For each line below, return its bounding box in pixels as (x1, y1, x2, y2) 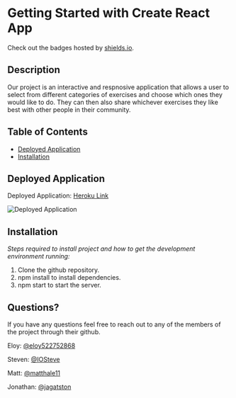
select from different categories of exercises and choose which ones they (7, 90, 223, 98)
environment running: (7, 252, 70, 261)
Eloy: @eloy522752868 (7, 341, 76, 350)
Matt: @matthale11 (7, 369, 61, 377)
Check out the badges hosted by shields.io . (7, 43, 135, 52)
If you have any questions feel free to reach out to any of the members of (7, 320, 221, 329)
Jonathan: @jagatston (7, 382, 72, 391)
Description (7, 64, 60, 76)
